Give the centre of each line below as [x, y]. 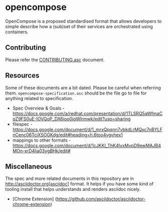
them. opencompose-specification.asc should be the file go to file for [76, 93]
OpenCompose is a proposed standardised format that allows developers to [83, 21]
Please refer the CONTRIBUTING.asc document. [55, 60]
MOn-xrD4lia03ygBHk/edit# [41, 151]
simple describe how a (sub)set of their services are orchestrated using [79, 26]
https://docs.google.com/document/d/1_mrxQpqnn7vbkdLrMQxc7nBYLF [88, 129]
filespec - [22, 124]
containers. [17, 32]
